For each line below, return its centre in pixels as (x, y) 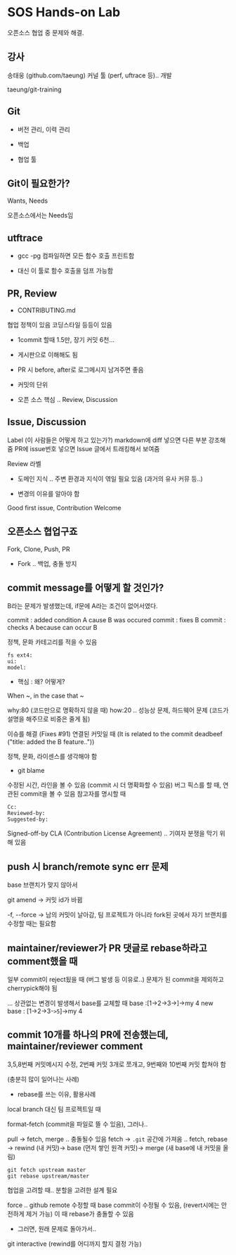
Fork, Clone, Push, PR (39, 549)
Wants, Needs (27, 201)
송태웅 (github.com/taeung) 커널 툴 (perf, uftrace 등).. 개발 (90, 75)
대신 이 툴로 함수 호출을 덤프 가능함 (65, 271)
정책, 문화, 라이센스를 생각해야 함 (52, 757)
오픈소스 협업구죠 (42, 532)
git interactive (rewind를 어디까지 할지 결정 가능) (74, 1244)
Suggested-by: (28, 820)
